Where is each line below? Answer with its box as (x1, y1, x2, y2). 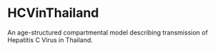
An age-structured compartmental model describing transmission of (7, 28, 209, 37)
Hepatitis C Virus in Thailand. (7, 35, 93, 44)
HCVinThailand (7, 5, 99, 21)
